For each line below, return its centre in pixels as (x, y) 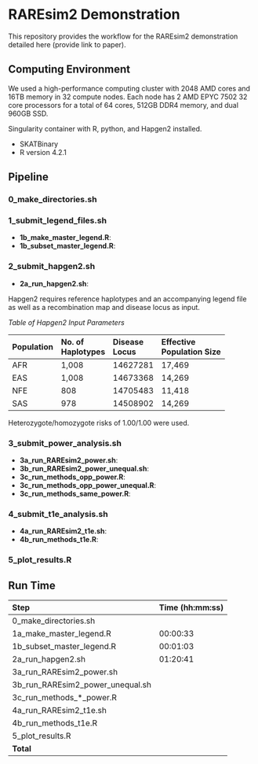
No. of (73, 341)
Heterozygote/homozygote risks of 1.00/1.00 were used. (99, 423)
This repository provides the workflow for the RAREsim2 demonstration (123, 36)
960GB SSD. (28, 113)
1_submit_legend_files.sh (58, 220)
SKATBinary (39, 144)
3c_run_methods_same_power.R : (75, 493)
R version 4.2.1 (43, 152)
